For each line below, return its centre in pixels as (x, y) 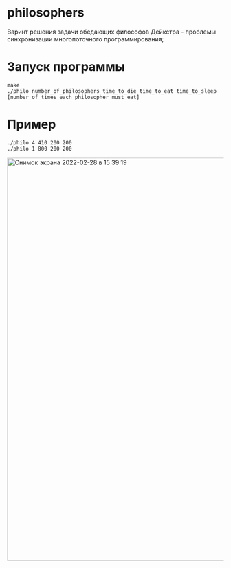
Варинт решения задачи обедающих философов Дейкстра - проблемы (112, 32)
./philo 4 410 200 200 (40, 142)
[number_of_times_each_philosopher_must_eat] (73, 97)
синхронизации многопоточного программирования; (86, 39)
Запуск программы (66, 67)
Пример (32, 124)
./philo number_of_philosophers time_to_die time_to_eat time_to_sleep (112, 91)
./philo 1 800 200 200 (40, 149)
